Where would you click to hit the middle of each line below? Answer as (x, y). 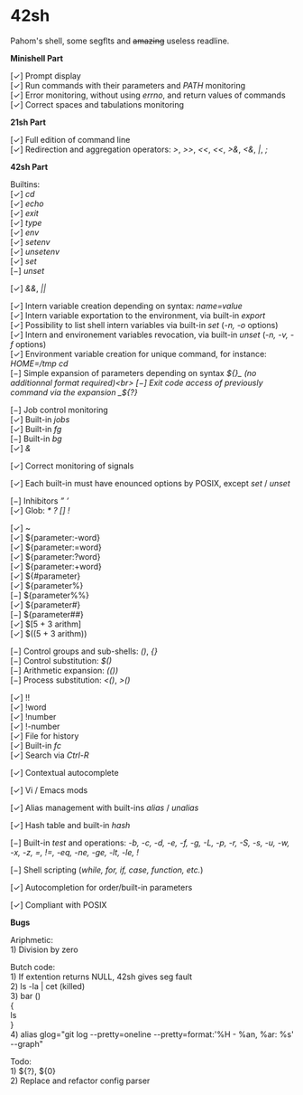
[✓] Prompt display (46, 76)
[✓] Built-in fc (36, 745)
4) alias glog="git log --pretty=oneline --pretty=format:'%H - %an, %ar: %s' (152, 1034)
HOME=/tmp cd (39, 363)
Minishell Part (37, 58)
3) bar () (26, 996)
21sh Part (28, 122)
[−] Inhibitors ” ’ (40, 500)
